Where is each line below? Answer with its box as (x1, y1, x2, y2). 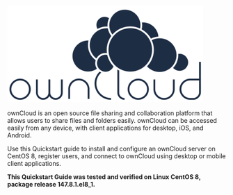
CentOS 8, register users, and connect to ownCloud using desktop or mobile (7, 152, 226, 160)
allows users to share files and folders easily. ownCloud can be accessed (7, 117, 218, 125)
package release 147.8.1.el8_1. (7, 180, 95, 189)
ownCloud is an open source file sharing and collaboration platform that (7, 109, 213, 117)
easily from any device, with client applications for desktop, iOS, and (7, 124, 204, 133)
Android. (7, 131, 32, 139)
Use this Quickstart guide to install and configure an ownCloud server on (7, 144, 216, 153)
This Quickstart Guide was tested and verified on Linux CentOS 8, (7, 173, 201, 181)
